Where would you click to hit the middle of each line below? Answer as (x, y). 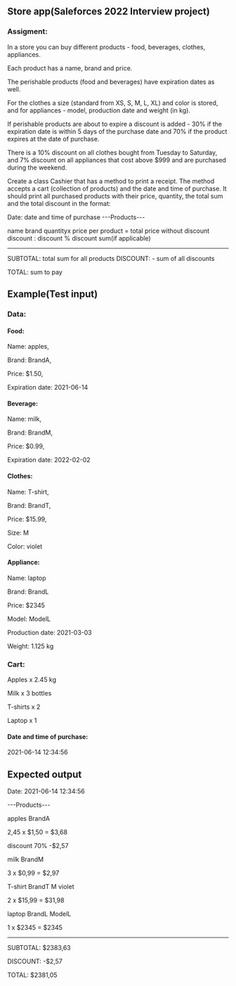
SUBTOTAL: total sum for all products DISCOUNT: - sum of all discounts (111, 258)
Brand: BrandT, (29, 505)
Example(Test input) (53, 294)
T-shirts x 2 (24, 707)
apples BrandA (29, 819)
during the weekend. (37, 167)
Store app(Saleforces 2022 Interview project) (109, 12)
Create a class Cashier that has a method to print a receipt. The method (111, 181)
